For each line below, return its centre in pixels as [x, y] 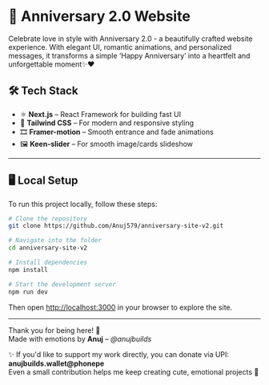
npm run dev [28, 292]
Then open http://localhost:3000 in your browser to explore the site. [120, 307]
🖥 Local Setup [43, 181]
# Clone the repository [48, 219]
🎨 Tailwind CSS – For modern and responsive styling [107, 123]
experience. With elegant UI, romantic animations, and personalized [120, 47]
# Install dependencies [48, 263]
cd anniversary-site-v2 [48, 248]
